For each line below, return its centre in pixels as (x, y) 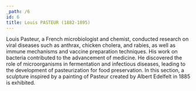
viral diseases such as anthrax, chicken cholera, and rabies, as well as (91, 45)
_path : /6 (18, 11)
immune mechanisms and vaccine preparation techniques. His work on (92, 52)
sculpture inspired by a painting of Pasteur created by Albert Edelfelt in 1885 (98, 76)
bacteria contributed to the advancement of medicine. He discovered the (94, 58)
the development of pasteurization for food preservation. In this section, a (95, 70)
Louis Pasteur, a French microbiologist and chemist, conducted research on (97, 39)
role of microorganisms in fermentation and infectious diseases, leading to (96, 64)
